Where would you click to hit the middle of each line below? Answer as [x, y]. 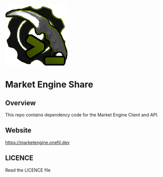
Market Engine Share [49, 85]
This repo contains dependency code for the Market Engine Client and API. [82, 115]
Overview [21, 103]
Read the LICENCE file [28, 170]
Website [18, 131]
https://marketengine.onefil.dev [38, 142]
